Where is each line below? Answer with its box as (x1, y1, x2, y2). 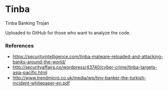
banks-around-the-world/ (12, 59, 66, 65)
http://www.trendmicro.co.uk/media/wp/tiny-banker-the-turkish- (12, 75, 146, 81)
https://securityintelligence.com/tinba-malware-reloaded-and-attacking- (12, 53, 163, 59)
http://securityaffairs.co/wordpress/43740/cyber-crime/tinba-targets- (12, 64, 157, 70)
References (5, 42, 34, 49)
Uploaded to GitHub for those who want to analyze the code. (5, 29, 131, 35)
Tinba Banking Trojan (5, 20, 49, 26)
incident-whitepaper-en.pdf (12, 80, 70, 86)
